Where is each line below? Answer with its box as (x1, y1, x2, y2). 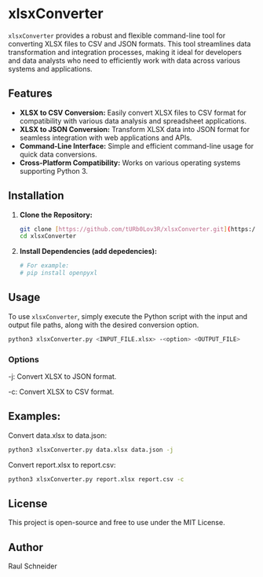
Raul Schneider (8, 561, 57, 571)
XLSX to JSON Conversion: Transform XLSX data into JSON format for (19, 124, 250, 134)
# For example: (19, 262, 70, 270)
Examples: (8, 410, 61, 423)
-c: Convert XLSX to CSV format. (8, 387, 115, 397)
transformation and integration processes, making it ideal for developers (8, 47, 242, 57)
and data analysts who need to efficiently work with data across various (8, 56, 241, 65)
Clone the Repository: (19, 210, 93, 219)
